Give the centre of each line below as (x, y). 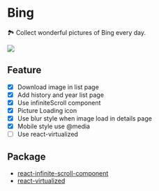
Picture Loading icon (47, 110)
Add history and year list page (61, 95)
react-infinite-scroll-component (63, 173)
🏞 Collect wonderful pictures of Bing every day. (77, 32)
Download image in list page (58, 87)
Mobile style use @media (54, 126)
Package (27, 156)
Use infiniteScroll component (59, 102)
